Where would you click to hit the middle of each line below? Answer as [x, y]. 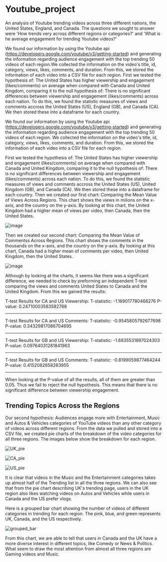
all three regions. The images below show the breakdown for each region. [81, 439]
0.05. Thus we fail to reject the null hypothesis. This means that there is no [81, 385]
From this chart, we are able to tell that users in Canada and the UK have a [81, 538]
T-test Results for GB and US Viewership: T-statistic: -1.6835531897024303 [83, 340]
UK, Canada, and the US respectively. [44, 519]
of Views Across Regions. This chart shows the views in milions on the [77, 200]
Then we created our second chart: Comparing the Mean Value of [73, 235]
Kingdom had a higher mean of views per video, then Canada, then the [78, 211]
